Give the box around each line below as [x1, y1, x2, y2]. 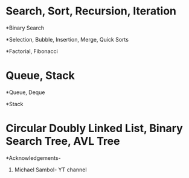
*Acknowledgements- [5, 154, 61, 161]
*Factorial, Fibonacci [5, 47, 58, 55]
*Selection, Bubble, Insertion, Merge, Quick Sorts [5, 36, 129, 43]
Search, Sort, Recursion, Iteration [5, 4, 176, 18]
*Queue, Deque [5, 89, 45, 96]
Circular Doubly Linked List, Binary [5, 122, 184, 135]
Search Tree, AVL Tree [5, 135, 120, 148]
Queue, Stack [5, 69, 75, 83]
